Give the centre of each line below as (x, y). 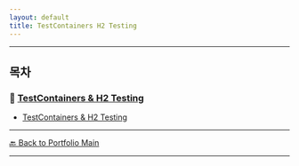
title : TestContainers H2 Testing (73, 26)
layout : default (39, 17)
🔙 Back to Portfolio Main (54, 143)
